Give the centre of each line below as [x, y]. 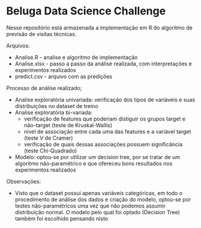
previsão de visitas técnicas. [41, 34]
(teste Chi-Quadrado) [50, 151]
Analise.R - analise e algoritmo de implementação [76, 57]
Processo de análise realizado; [44, 88]
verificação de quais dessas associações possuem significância [103, 144]
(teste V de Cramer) [48, 138]
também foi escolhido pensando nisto [61, 218]
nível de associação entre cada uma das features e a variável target [107, 131]
